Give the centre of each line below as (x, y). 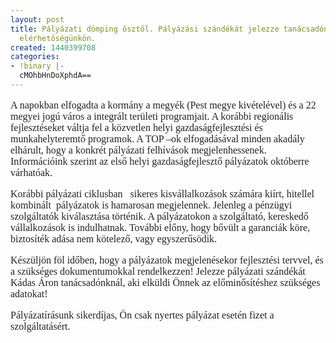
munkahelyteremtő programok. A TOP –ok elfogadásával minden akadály (157, 138)
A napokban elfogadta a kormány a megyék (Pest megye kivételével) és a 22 (163, 105)
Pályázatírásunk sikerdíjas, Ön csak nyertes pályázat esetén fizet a (142, 315)
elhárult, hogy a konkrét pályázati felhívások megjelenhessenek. (138, 150)
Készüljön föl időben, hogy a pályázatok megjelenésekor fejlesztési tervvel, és (167, 260)
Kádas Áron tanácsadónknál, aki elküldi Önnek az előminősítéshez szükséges (165, 282)
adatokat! (29, 293)
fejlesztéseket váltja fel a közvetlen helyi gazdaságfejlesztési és (136, 127)
